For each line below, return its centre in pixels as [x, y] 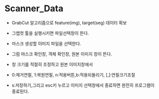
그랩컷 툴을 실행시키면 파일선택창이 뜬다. [50, 33]
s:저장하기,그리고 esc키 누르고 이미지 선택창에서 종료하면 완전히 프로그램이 [83, 85]
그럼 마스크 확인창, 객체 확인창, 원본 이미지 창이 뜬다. [62, 54]
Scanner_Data [34, 9]
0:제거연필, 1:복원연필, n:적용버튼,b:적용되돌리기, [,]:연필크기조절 [73, 74]
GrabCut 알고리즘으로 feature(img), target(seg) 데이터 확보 [69, 23]
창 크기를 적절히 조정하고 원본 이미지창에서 [52, 64]
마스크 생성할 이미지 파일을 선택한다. [46, 43]
